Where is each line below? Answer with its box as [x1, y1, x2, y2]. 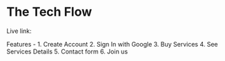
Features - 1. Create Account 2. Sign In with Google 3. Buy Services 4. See [6, 40, 218, 48]
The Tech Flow [6, 4, 92, 20]
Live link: [6, 27, 32, 35]
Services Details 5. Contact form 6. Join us [6, 47, 128, 56]
